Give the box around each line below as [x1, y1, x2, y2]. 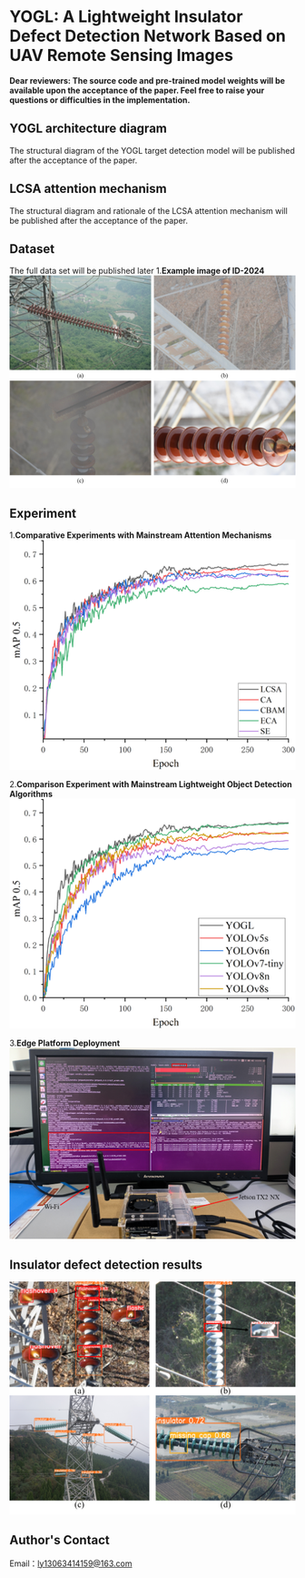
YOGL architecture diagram [9, 121, 168, 137]
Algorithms [9, 789, 53, 800]
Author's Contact [9, 1532, 111, 1548]
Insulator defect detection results [9, 1257, 202, 1272]
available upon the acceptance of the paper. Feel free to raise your [9, 85, 265, 96]
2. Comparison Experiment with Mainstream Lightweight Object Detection [9, 779, 292, 790]
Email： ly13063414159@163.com [9, 1558, 133, 1569]
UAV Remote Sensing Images [9, 46, 234, 66]
